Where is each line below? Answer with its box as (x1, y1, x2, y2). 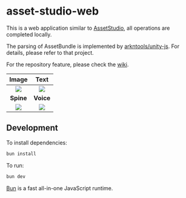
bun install (6, 151, 36, 157)
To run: (6, 162, 24, 169)
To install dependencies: (6, 138, 68, 146)
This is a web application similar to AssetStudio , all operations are (6, 24, 170, 32)
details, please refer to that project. (6, 49, 94, 56)
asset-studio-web (6, 4, 99, 18)
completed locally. (6, 30, 52, 38)
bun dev (6, 173, 26, 180)
